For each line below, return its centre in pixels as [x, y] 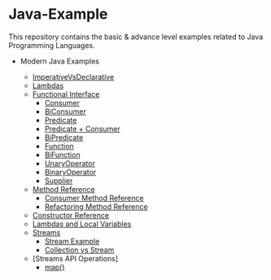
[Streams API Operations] [75, 258]
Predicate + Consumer [82, 129]
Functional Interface [66, 94]
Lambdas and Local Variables [82, 224]
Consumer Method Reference [94, 198]
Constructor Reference [71, 215]
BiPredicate [64, 137]
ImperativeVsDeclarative [73, 77]
